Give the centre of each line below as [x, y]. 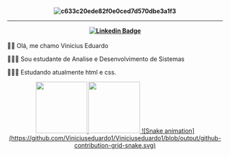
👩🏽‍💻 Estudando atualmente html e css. [62, 73]
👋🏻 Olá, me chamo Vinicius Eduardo [58, 46]
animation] [180, 131]
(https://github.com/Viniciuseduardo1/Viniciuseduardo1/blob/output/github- [115, 138]
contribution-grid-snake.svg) [115, 146]
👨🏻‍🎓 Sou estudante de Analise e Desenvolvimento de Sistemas [96, 59]
